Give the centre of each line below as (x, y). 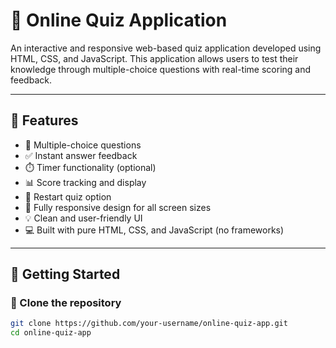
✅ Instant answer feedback (81, 155)
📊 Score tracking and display (85, 182)
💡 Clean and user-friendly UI (83, 218)
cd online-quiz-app (51, 333)
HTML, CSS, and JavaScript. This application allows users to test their (154, 58)
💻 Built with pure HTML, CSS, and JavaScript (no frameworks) (154, 230)
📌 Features (44, 120)
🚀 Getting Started (65, 274)
